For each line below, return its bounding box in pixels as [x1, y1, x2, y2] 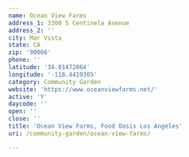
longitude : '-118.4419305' [8, 71, 98, 78]
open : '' [8, 108, 37, 116]
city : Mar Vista [8, 33, 62, 42]
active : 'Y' [8, 93, 48, 101]
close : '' [8, 115, 41, 123]
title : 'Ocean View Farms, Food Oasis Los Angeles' [8, 122, 183, 130]
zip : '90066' [8, 48, 52, 56]
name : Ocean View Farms [8, 11, 87, 20]
